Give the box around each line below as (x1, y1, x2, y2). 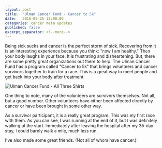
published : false (5, 25, 40, 30)
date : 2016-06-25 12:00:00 (5, 16, 64, 21)
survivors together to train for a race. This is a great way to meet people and (5, 69, 157, 74)
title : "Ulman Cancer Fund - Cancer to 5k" (5, 12, 96, 16)
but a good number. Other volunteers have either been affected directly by (5, 98, 153, 103)
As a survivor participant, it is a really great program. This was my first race (5, 113, 155, 118)
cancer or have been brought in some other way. (5, 103, 103, 109)
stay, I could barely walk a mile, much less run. (5, 128, 98, 133)
